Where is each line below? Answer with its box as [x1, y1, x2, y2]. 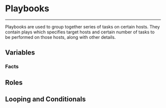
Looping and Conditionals [5, 95, 86, 104]
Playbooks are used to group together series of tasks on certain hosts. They [5, 24, 160, 29]
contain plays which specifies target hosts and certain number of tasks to [5, 29, 155, 35]
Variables [5, 49, 36, 57]
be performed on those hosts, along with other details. [5, 34, 116, 40]
